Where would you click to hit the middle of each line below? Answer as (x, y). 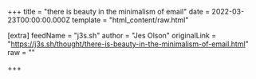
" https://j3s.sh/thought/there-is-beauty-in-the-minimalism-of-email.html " (128, 44)
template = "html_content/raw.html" (130, 20)
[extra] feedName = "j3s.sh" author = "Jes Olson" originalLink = (112, 36)
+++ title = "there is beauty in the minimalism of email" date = (109, 12)
